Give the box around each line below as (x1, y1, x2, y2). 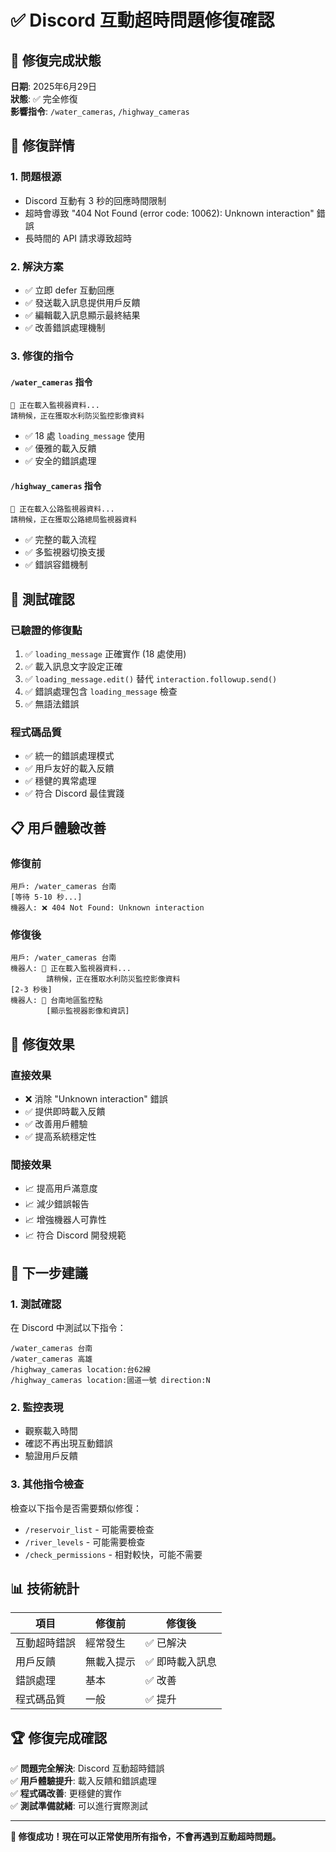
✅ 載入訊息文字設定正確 (24, 661, 123, 672)
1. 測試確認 (10, 1297, 62, 1311)
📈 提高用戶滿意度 (24, 1182, 98, 1195)
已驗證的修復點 (10, 623, 83, 637)
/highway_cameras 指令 (10, 479, 102, 491)
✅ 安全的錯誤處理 (24, 455, 97, 467)
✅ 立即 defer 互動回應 (24, 284, 115, 296)
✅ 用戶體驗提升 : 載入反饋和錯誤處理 (10, 1775, 157, 1787)
